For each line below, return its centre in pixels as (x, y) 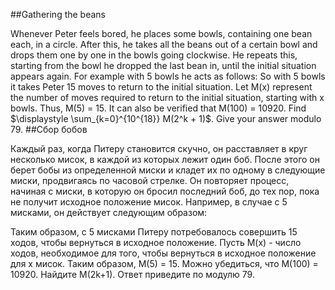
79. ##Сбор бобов (49, 129)
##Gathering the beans (58, 14)
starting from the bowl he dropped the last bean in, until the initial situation (163, 65)
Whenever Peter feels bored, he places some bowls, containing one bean (161, 33)
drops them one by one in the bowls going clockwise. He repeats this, (154, 55)
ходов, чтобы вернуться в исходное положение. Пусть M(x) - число (156, 242)
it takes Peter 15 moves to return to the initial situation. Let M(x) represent (161, 87)
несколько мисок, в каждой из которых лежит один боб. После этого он (165, 159)
